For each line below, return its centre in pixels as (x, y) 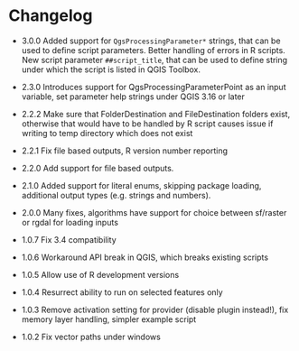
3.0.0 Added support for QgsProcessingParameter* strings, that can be (151, 41)
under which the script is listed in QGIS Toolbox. (111, 69)
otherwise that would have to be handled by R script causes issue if (147, 124)
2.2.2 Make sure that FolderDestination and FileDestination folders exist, (156, 114)
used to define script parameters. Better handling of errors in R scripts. (153, 50)
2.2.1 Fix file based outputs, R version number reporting (124, 151)
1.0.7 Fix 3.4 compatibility (69, 239)
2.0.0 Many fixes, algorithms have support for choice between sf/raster (154, 212)
